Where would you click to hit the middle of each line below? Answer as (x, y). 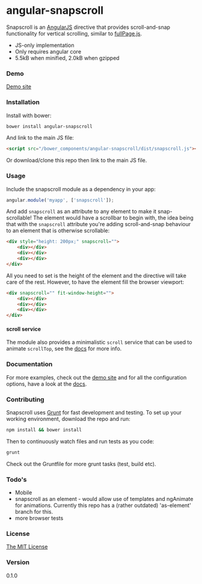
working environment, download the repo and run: (68, 419)
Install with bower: (29, 115)
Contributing (25, 399)
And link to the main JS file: (40, 138)
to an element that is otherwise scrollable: (58, 231)
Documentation (29, 364)
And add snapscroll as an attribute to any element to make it (81, 212)
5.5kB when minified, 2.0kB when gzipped (67, 58)
